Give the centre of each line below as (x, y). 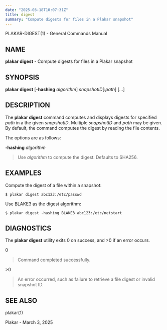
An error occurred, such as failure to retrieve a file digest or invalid (86, 279)
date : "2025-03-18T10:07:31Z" (37, 10)
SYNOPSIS (22, 77)
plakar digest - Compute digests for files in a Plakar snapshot (69, 61)
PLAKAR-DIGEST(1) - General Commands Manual (56, 34)
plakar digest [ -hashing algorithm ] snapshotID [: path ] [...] (65, 89)
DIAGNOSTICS (28, 229)
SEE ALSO (21, 301)
